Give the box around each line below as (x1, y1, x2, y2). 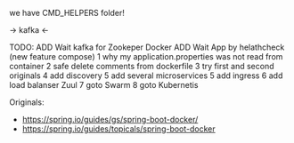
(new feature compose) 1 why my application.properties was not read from (9, 52, 283, 61)
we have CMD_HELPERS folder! (9, 8, 125, 18)
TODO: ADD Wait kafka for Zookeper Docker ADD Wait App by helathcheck (9, 42, 285, 52)
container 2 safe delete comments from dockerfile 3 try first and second (9, 61, 274, 71)
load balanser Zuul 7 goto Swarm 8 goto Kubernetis (9, 80, 199, 90)
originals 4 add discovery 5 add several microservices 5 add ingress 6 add (9, 70, 283, 81)
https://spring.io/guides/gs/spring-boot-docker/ (21, 115, 199, 124)
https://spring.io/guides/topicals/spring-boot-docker (21, 123, 216, 134)
